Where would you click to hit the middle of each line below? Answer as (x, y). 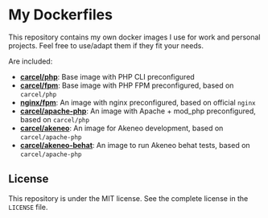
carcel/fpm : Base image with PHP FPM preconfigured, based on (127, 85)
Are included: (31, 61)
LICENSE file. (28, 207)
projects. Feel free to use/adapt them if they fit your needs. (106, 45)
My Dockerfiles (60, 15)
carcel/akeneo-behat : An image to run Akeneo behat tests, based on (135, 145)
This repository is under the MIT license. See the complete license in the (128, 198)
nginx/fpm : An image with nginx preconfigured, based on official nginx (138, 102)
